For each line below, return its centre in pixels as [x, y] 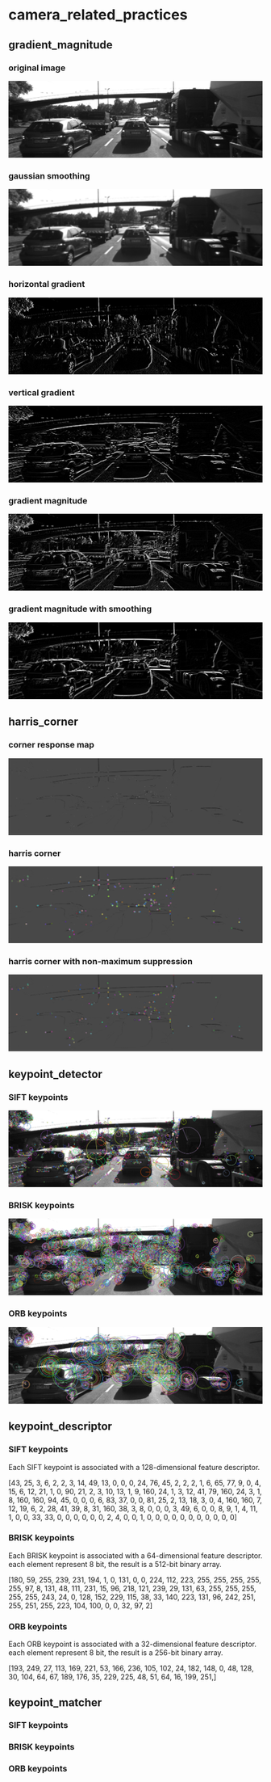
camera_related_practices [98, 15]
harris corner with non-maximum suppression [101, 961]
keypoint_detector [56, 1074]
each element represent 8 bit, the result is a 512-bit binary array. [115, 1564]
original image [37, 68]
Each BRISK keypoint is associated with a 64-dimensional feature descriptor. [135, 1555]
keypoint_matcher [55, 1702]
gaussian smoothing [49, 175]
